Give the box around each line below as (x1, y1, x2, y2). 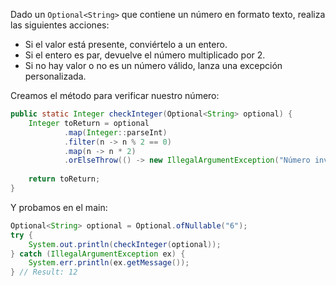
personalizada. (24, 70, 87, 82)
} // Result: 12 (10, 267, 78, 278)
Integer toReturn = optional (28, 118, 150, 128)
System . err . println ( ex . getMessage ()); (28, 258, 190, 268)
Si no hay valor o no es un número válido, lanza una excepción (24, 60, 283, 71)
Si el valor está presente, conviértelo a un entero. (24, 39, 228, 50)
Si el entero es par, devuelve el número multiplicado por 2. (24, 49, 266, 61)
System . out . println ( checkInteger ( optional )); (28, 239, 222, 249)
